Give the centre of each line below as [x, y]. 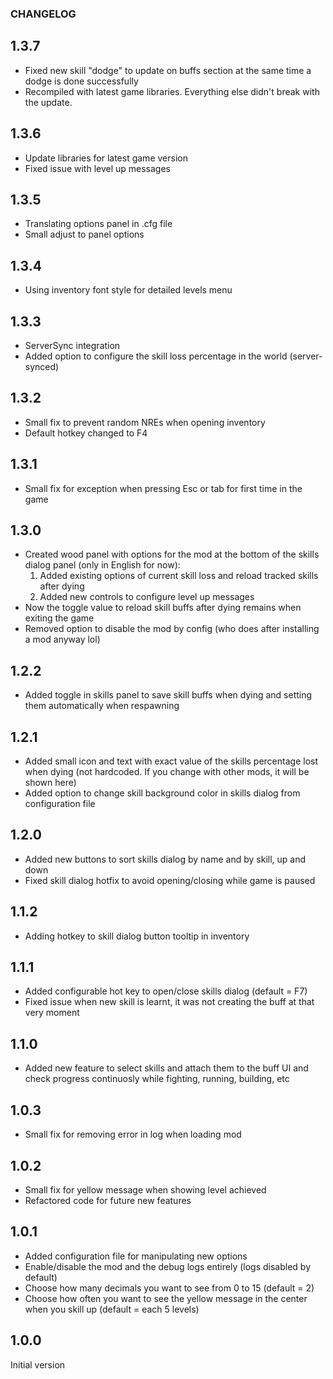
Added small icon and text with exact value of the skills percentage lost [171, 761]
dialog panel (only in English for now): [102, 565]
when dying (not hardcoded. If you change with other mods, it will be [167, 772]
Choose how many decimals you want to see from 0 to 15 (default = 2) [169, 1288]
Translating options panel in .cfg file [98, 224]
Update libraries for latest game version [106, 158]
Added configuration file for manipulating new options [136, 1256]
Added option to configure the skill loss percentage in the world [156, 356]
